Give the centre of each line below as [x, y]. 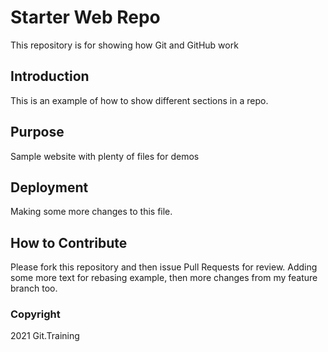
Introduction [50, 76]
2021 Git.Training [45, 336]
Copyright [35, 314]
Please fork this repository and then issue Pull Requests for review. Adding [164, 267]
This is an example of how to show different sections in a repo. [139, 100]
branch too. [34, 288]
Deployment [49, 187]
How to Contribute [69, 242]
